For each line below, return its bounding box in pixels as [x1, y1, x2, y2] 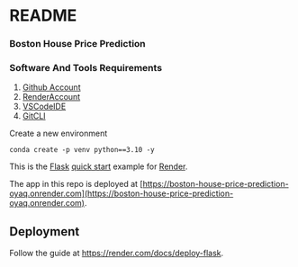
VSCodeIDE [22, 101, 67, 112]
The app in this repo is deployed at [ [9, 179, 143, 190]
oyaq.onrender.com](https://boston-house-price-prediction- [9, 188, 234, 199]
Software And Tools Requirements [9, 62, 163, 75]
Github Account [22, 82, 81, 93]
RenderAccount [22, 92, 81, 102]
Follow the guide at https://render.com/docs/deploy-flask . [9, 248, 224, 259]
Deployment [9, 224, 80, 239]
